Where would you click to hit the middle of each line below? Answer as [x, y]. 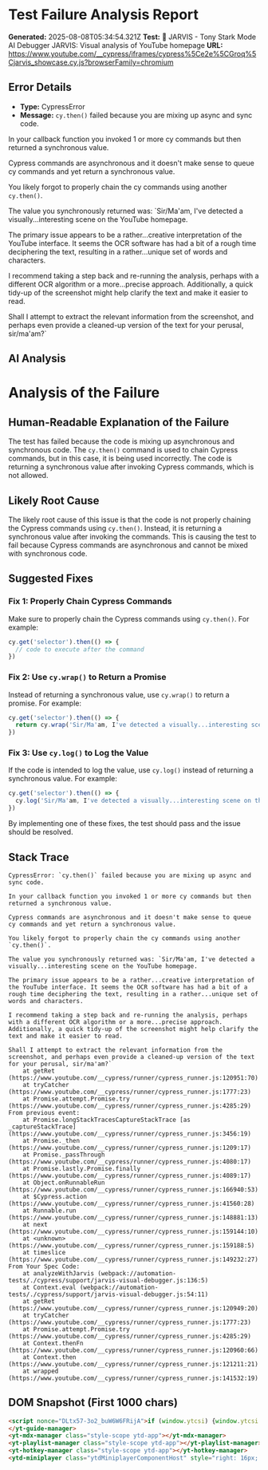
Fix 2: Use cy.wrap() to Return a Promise [87, 678]
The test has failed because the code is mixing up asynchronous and [122, 441]
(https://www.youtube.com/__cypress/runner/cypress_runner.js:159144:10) [134, 1231]
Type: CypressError [52, 106]
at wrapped [41, 1371]
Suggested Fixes [51, 579]
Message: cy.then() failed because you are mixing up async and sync [136, 115]
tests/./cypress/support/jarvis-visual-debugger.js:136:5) [108, 1280]
